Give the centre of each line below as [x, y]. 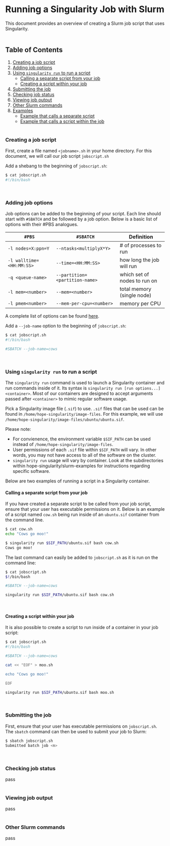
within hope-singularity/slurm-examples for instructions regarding [81, 466]
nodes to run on [139, 281]
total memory [136, 289]
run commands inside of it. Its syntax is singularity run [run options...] [83, 388]
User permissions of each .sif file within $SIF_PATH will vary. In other [84, 450]
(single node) [136, 295]
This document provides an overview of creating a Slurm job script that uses [85, 23]
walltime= [27, 261]
